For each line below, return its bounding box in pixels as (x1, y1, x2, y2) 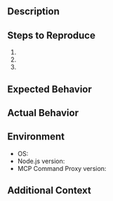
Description (7, 6, 60, 18)
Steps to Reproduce (7, 29, 96, 41)
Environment (7, 131, 65, 143)
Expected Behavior (7, 83, 93, 95)
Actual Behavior (7, 106, 79, 118)
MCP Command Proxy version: (17, 164, 107, 172)
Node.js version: (17, 157, 65, 165)
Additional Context (7, 185, 91, 197)
